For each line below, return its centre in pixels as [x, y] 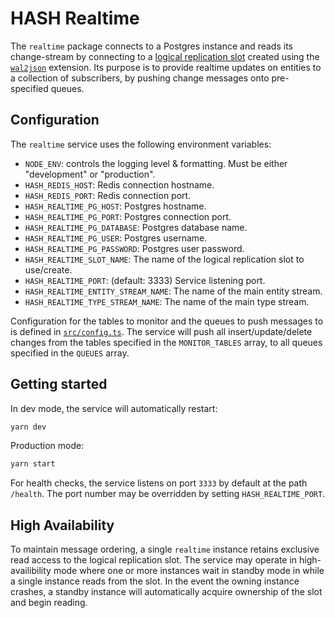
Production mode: [47, 446]
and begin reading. [49, 603]
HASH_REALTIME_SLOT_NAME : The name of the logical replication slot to [164, 259]
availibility [31, 571]
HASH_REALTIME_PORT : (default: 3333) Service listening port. [145, 280]
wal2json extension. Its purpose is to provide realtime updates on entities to [166, 67]
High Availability [62, 525]
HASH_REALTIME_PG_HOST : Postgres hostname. [115, 206]
